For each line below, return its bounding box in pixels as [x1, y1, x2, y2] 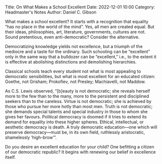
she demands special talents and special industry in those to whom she [5, 109, 148, 115]
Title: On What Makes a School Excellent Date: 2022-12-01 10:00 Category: [5, 4, 155, 10]
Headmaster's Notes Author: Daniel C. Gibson [5, 9, 97, 15]
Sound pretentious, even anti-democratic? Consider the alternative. [5, 34, 140, 40]
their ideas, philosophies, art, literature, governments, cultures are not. [5, 29, 146, 34]
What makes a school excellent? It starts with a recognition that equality [5, 19, 149, 24]
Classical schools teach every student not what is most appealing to [5, 68, 141, 74]
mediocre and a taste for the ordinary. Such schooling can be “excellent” [5, 49, 150, 54]
